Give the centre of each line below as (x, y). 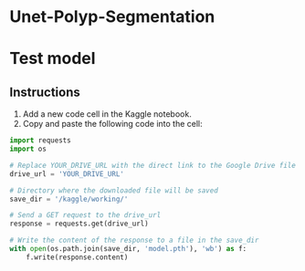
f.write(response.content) (77, 257)
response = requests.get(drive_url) (79, 224)
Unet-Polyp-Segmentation (112, 17)
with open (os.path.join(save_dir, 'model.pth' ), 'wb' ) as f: (128, 249)
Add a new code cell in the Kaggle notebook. (107, 114)
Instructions (45, 92)
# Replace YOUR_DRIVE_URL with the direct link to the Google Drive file (153, 165)
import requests (40, 141)
